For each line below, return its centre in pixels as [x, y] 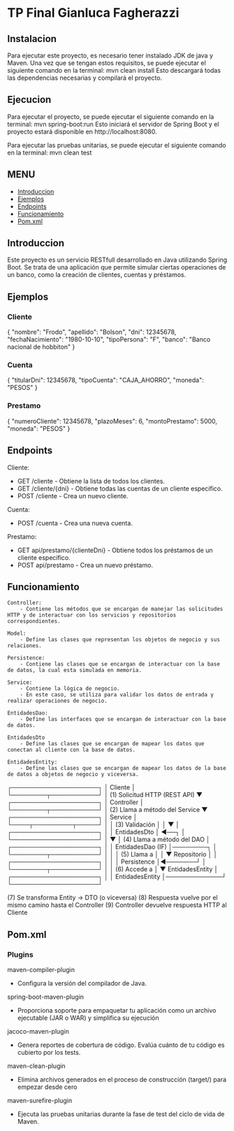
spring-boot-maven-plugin [46, 997]
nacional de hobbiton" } [41, 347]
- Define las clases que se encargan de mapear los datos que [112, 744]
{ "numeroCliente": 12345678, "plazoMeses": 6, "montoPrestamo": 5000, [112, 421]
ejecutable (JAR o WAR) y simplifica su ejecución [88, 1018]
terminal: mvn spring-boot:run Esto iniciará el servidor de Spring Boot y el [113, 124]
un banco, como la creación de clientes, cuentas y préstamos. [97, 275]
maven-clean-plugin [37, 1066]
